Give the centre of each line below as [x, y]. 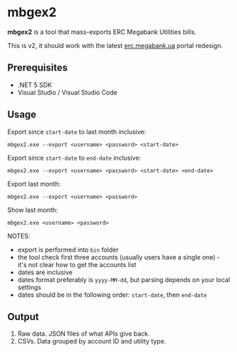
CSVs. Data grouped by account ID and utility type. [92, 341]
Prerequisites [37, 68]
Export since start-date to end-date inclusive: [74, 158]
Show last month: [33, 210]
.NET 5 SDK [35, 85]
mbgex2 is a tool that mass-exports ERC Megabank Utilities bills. [102, 32]
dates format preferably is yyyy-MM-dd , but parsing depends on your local [124, 279]
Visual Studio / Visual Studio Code [68, 92]
